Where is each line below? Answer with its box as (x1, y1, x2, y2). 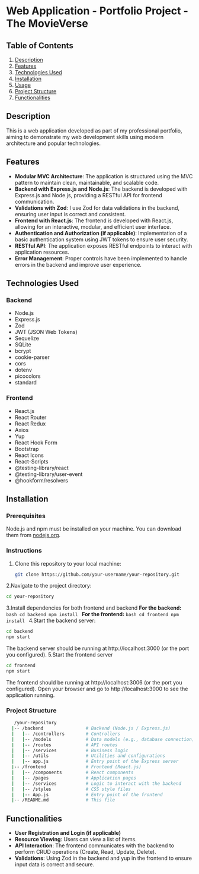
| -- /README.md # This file (11, 797, 115, 803)
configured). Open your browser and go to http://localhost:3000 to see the (6, 685, 188, 692)
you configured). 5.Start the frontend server (6, 651, 113, 658)
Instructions (6, 547, 43, 555)
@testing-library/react (14, 464, 69, 471)
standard (14, 379, 37, 386)
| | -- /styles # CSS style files (11, 786, 131, 792)
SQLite (14, 341, 31, 348)
